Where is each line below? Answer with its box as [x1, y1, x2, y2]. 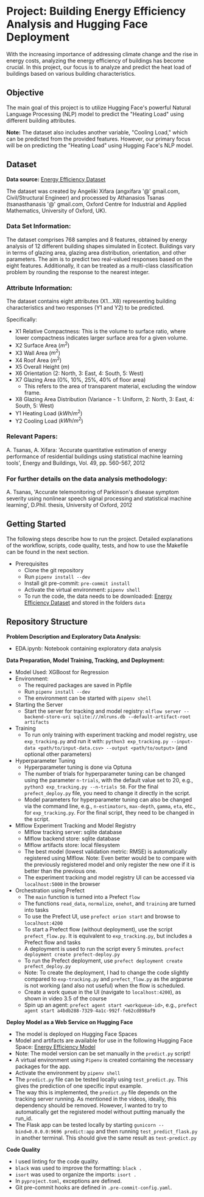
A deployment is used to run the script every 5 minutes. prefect [24, 945, 185, 952]
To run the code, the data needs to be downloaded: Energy [24, 592, 172, 600]
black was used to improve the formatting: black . [15, 1164, 142, 1171]
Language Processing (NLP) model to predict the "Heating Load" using [6, 110, 185, 117]
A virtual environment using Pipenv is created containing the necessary [15, 1056, 194, 1063]
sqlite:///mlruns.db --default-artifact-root [73, 713, 191, 720]
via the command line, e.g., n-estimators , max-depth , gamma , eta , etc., [24, 802, 196, 810]
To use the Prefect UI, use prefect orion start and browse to [24, 912, 181, 920]
